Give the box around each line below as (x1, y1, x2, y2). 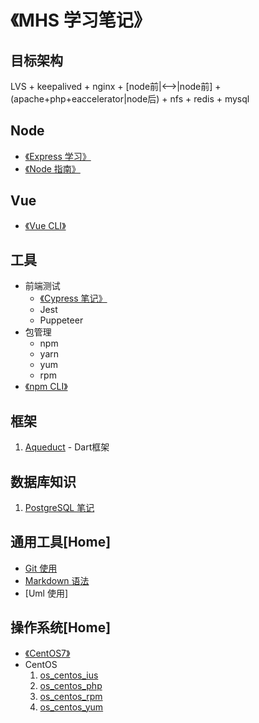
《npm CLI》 (24, 381, 68, 393)
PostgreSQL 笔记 (24, 502, 95, 514)
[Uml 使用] (24, 587, 69, 599)
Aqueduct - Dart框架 (24, 441, 110, 453)
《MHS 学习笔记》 (10, 9, 152, 32)
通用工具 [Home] (10, 534, 112, 551)
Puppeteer (39, 314, 84, 326)
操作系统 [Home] (10, 619, 112, 636)
